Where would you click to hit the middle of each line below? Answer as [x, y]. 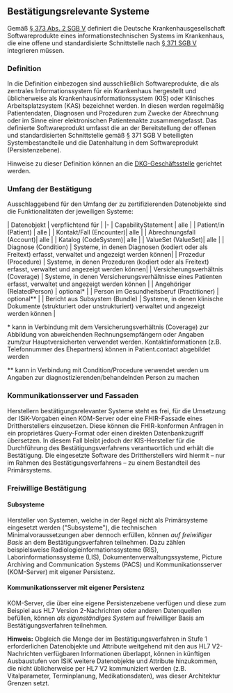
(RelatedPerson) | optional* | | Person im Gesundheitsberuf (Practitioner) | [113, 292]
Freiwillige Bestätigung [47, 488]
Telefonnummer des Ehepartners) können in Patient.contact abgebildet [109, 349]
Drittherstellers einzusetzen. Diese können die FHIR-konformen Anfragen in [115, 425]
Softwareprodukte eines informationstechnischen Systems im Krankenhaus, [116, 35]
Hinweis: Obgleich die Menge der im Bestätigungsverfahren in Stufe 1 [107, 639]
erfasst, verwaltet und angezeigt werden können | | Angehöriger [99, 284]
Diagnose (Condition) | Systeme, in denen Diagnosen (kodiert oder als [107, 247]
